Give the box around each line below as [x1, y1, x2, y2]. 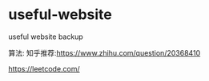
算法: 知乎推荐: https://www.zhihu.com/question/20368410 [8, 48, 201, 57]
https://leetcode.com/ [8, 64, 80, 73]
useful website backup [8, 32, 83, 41]
